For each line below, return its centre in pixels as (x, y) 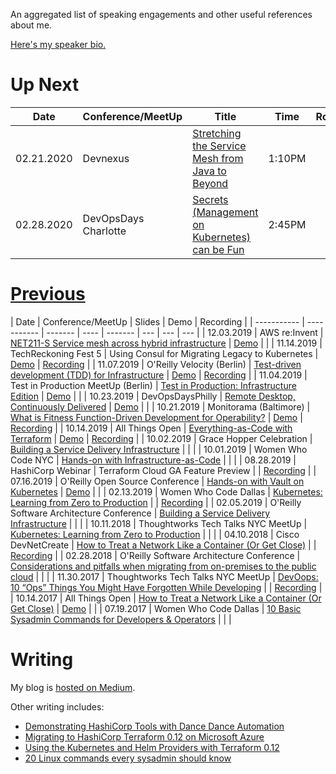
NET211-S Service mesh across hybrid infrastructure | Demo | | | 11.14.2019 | (166, 343)
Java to (209, 171)
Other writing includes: (57, 706)
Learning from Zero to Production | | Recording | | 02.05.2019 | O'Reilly (156, 502)
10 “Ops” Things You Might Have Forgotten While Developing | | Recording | (166, 587)
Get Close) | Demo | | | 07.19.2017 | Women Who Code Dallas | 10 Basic (156, 608)
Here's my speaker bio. (58, 44)
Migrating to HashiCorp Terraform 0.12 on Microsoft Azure (144, 736)
